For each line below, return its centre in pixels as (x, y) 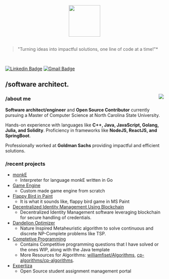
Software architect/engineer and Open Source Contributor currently (77, 110)
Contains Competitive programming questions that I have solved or (89, 244)
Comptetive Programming (39, 239)
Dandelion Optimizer (34, 223)
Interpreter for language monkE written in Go (66, 180)
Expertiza (22, 265)
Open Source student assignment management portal (76, 271)
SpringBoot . (18, 135)
